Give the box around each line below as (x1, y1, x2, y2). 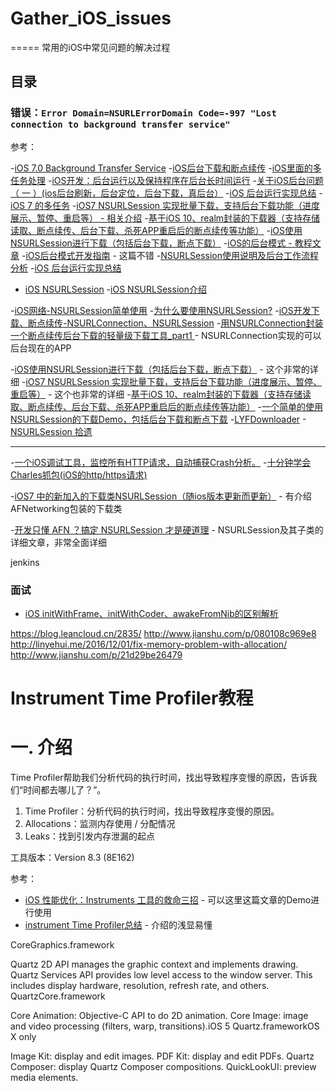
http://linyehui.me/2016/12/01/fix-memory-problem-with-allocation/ (10, 638, 288, 650)
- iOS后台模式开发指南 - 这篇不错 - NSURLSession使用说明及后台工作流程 (21, 249, 320, 261)
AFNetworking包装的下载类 (10, 502, 123, 514)
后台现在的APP (10, 342, 72, 354)
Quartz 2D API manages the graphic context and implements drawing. (10, 958, 299, 971)
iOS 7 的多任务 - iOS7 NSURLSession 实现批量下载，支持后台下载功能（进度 (10, 199, 321, 211)
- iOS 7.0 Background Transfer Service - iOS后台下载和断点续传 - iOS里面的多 (10, 162, 322, 174)
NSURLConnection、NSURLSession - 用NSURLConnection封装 (66, 317, 324, 329)
